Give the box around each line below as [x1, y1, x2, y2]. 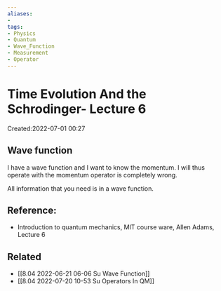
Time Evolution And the [7, 86, 147, 102]
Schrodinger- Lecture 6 [7, 101, 147, 116]
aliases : [7, 10, 33, 18]
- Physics [7, 29, 36, 37]
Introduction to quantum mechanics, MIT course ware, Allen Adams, [17, 223, 215, 231]
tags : [7, 23, 23, 30]
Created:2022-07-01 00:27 [7, 124, 86, 133]
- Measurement [7, 50, 49, 57]
